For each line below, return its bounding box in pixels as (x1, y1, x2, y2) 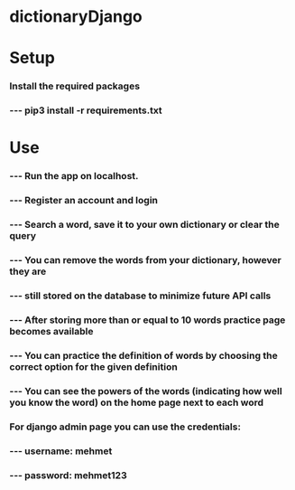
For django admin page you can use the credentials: (9, 420, 242, 433)
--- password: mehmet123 (9, 468, 128, 481)
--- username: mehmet (9, 445, 113, 457)
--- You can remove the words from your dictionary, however (9, 254, 281, 267)
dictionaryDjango (9, 6, 143, 27)
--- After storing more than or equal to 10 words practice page (9, 314, 286, 326)
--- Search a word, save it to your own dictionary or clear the (9, 219, 280, 231)
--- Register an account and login (9, 194, 159, 207)
